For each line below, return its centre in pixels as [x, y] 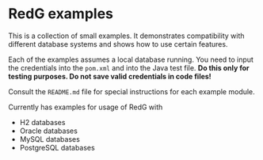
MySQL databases [50, 139]
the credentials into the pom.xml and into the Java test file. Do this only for [129, 67]
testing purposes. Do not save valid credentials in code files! [110, 76]
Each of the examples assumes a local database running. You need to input [131, 59]
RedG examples [61, 14]
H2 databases [42, 122]
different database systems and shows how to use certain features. [118, 44]
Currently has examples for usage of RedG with [86, 107]
